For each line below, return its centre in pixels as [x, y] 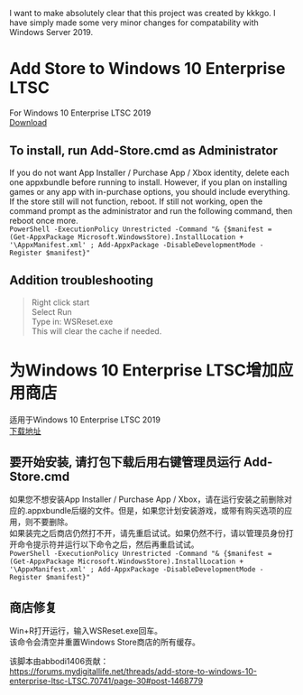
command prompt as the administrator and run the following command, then [151, 210]
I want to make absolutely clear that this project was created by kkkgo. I [143, 13]
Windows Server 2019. [51, 32]
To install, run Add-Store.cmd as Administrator [143, 151]
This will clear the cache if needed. [96, 331]
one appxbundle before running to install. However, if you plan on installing [148, 182]
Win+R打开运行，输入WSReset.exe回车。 [86, 631]
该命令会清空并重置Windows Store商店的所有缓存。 [105, 642]
